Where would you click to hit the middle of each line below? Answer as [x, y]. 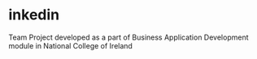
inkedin [34, 15]
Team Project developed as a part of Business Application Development [128, 37]
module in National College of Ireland [70, 45]
